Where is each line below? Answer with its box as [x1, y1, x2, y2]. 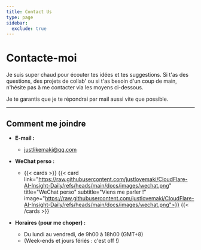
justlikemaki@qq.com [23, 146, 77, 153]
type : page [6, 14, 33, 20]
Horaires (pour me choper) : [14, 219, 86, 226]
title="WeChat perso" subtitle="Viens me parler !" [23, 188, 147, 195]
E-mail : [14, 134, 35, 141]
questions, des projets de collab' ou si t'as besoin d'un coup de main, [6, 77, 178, 85]
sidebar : [6, 20, 28, 26]
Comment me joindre [6, 118, 86, 129]
